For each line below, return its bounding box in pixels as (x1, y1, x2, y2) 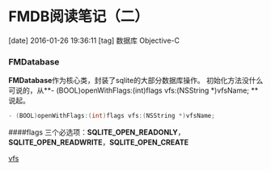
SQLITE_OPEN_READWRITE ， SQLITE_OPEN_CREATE (8, 138, 189, 148)
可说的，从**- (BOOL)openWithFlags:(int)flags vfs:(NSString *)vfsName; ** (8, 85, 259, 95)
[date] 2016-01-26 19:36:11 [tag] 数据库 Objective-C (8, 35, 180, 45)
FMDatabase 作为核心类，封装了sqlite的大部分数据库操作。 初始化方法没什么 (8, 76, 264, 85)
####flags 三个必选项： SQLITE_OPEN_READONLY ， (8, 127, 185, 137)
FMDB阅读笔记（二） (8, 7, 150, 26)
